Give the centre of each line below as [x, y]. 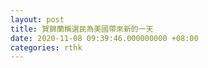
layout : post [37, 19]
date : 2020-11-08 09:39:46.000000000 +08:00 [104, 38]
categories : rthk [46, 47]
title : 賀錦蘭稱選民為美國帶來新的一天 [82, 29]
